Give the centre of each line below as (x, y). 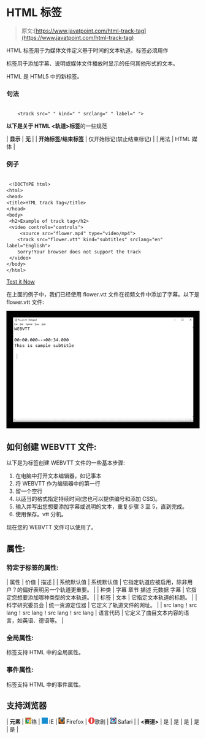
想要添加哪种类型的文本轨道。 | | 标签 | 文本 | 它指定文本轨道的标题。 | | (107, 598)
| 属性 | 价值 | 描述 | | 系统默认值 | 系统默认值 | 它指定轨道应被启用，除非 (97, 582)
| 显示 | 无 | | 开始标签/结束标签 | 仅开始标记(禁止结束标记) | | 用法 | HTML (99, 139)
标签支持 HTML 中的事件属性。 (45, 684)
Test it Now (21, 281)
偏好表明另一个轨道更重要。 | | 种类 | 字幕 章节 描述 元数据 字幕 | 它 (107, 590)
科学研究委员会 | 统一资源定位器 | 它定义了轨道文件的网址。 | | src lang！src (102, 605)
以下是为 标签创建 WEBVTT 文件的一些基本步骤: (66, 463)
